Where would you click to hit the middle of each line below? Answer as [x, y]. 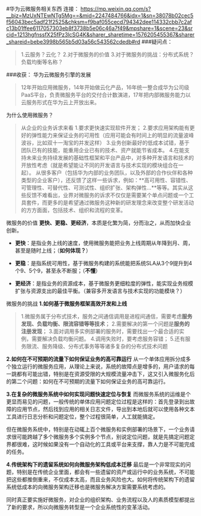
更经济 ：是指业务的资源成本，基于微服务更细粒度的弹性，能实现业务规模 [104, 283]
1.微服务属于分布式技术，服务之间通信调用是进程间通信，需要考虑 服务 [106, 316]
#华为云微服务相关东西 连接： [43, 9]
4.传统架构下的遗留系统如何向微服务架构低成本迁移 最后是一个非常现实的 [96, 465]
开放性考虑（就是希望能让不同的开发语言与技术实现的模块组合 [97, 165]
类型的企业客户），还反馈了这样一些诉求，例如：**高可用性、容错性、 [106, 180]
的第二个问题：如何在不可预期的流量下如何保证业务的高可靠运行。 [87, 381]
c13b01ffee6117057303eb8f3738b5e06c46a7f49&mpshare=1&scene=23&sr [100, 28]
